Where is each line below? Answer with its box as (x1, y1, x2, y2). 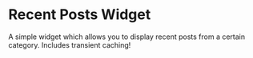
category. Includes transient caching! (8, 40, 131, 49)
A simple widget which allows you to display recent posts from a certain (8, 32, 246, 41)
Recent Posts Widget (8, 6, 151, 24)
